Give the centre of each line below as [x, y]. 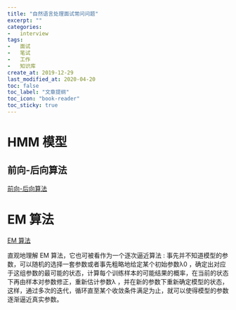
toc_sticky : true [33, 105]
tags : [15, 40]
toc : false [23, 86]
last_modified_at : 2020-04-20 [52, 79]
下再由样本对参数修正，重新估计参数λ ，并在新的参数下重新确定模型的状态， [118, 281]
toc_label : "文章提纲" [38, 92]
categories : [25, 27]
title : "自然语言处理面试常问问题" [53, 14]
